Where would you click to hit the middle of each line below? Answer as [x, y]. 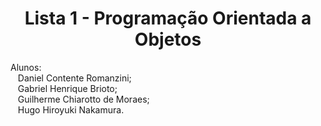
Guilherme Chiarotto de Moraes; [83, 99]
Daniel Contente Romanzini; [74, 78]
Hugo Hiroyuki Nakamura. [71, 109]
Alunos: [26, 67]
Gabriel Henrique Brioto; [67, 88]
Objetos [168, 39]
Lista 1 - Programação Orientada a [168, 18]
